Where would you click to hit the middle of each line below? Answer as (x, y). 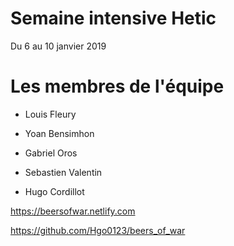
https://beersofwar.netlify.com (73, 211)
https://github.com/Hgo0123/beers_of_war (98, 230)
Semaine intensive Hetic (113, 18)
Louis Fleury (50, 114)
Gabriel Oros (51, 153)
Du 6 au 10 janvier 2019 (58, 46)
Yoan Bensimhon (59, 133)
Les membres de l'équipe (117, 86)
